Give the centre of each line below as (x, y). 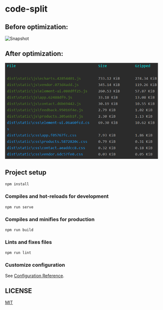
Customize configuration (35, 265)
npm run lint (18, 253)
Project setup (26, 172)
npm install (17, 184)
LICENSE (19, 291)
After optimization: (34, 54)
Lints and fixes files (29, 242)
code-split (26, 9)
